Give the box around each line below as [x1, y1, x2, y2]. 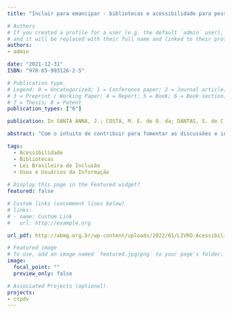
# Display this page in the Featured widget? [7, 181, 140, 189]
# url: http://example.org [7, 219, 91, 227]
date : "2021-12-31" [7, 61, 64, 68]
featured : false [7, 188, 54, 195]
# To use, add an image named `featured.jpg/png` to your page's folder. [7, 251, 224, 258]
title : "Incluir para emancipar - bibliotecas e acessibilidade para [7, 10, 212, 17]
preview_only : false [13, 270, 72, 277]
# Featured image [7, 245, 57, 252]
